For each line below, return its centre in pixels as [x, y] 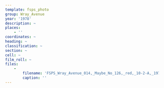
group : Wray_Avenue [25, 14]
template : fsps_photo [27, 10]
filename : [32, 73]
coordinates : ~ [20, 37]
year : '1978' [18, 19]
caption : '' [35, 78]
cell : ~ [13, 55]
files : [12, 64]
